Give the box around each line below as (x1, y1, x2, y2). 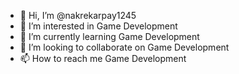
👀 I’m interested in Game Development (19, 20, 178, 32)
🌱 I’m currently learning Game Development (19, 31, 200, 42)
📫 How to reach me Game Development (19, 53, 187, 64)
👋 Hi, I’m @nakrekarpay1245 (19, 10, 137, 21)
